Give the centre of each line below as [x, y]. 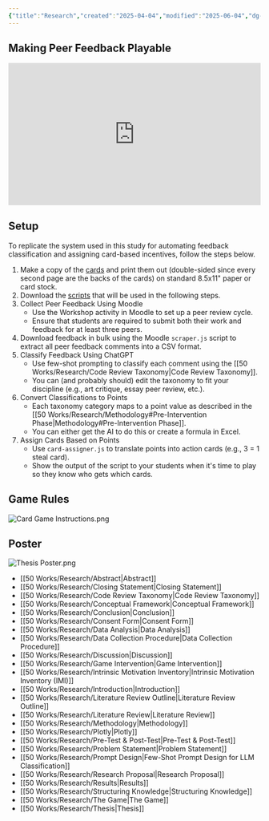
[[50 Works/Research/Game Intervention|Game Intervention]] [121, 664]
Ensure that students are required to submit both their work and [137, 321]
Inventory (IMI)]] [47, 681]
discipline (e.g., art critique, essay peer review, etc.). [118, 389]
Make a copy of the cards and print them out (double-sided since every [138, 269]
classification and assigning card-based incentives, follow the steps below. [132, 254]
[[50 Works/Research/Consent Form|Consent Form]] [107, 621]
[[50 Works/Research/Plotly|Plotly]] [78, 732]
